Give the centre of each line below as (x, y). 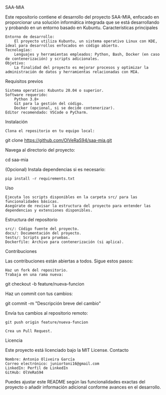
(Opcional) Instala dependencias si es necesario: (55, 169)
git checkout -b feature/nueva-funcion (45, 284)
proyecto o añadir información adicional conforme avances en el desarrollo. (83, 387)
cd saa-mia (17, 160)
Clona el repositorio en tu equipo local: (50, 131)
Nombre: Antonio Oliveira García (40, 359)
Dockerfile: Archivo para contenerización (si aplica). (64, 242)
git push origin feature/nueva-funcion (47, 322)
